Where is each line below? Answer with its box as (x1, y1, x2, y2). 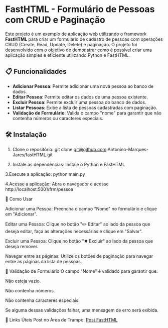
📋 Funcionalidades (5, 67, 67, 76)
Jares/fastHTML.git (12, 152, 53, 158)
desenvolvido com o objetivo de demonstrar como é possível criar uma (5, 47, 152, 53)
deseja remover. (5, 243, 39, 249)
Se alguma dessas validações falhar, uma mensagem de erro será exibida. (5, 307, 159, 313)
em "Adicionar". (5, 211, 38, 217)
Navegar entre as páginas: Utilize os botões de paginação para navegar (5, 253, 153, 259)
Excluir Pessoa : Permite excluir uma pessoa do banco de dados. (12, 99, 146, 105)
